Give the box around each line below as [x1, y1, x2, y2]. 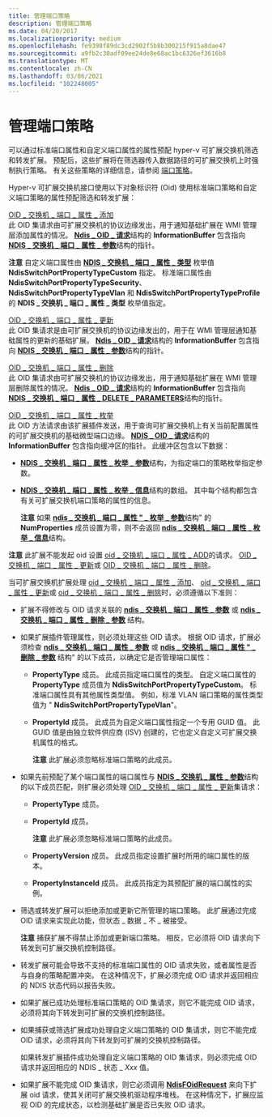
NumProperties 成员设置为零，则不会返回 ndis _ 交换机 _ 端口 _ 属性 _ [19, 523, 253, 533]
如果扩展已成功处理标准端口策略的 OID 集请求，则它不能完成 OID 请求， [19, 998, 259, 1008]
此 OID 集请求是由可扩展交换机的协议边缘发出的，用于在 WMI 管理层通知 [8, 326, 250, 335]
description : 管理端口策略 [8, 19, 92, 28]
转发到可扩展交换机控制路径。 [19, 943, 120, 953]
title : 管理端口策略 [8, 11, 70, 20]
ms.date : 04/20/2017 [8, 27, 79, 35]
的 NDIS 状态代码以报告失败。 [19, 981, 120, 991]
